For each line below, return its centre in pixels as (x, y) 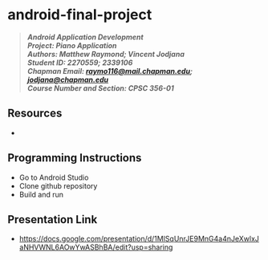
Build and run (41, 194)
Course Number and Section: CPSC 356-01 (100, 88)
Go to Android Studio (54, 177)
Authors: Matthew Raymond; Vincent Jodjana (106, 54)
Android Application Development (85, 37)
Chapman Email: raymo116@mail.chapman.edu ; (110, 71)
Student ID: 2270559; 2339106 (80, 63)
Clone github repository (58, 185)
